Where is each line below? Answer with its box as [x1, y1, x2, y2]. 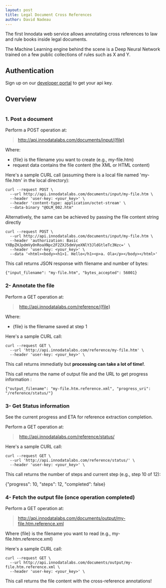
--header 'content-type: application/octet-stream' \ [10, 201, 126, 206]
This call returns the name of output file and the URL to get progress [5, 370, 148, 377]
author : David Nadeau [5, 17, 51, 22]
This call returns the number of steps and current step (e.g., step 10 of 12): [5, 471, 161, 477]
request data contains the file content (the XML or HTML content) [12, 162, 150, 168]
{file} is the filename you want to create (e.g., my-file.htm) [12, 156, 134, 163]
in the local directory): [23, 177, 70, 183]
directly [5, 220, 21, 226]
